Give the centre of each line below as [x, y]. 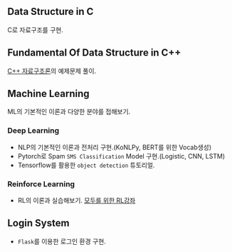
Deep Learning [33, 131]
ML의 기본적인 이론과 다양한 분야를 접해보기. [69, 112]
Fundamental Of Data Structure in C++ [94, 53]
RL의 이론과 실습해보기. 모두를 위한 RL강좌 [77, 201]
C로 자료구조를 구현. [36, 30]
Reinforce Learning [41, 183]
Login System [38, 223]
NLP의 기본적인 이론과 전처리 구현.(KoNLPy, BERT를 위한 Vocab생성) [115, 147]
